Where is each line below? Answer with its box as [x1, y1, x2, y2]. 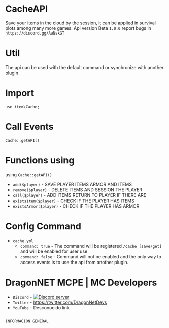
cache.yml [12, 238, 34, 244]
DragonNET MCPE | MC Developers [5, 277, 157, 288]
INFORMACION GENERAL [5, 318, 49, 324]
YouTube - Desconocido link [12, 304, 70, 310]
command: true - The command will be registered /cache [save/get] [20, 243, 162, 249]
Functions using [5, 154, 75, 166]
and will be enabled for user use [20, 248, 88, 254]
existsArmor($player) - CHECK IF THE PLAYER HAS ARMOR [12, 203, 140, 209]
